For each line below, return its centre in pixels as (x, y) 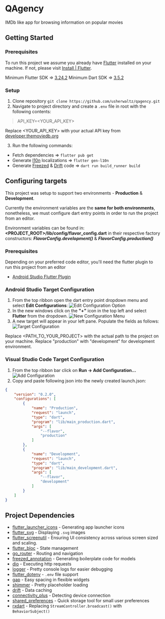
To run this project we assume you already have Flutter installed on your (78, 63)
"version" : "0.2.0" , (35, 394)
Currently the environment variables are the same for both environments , (80, 207)
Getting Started (29, 38)
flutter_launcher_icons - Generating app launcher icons (68, 527)
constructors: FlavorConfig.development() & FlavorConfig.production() (79, 238)
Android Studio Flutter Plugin (41, 277)
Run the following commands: (42, 145)
